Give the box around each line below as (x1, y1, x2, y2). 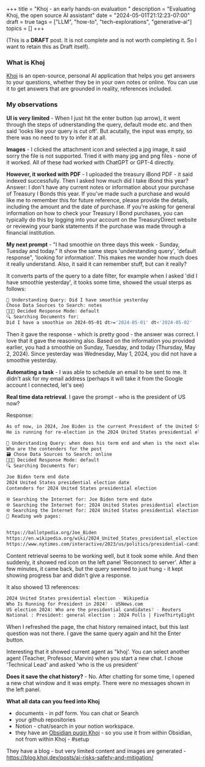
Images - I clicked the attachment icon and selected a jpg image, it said (6, 145, 186, 153)
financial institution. (6, 229, 56, 236)
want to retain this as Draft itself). (6, 43, 90, 50)
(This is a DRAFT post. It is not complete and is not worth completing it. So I (6, 37, 197, 43)
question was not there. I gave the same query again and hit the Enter (6, 629, 181, 637)
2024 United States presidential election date (6, 479, 130, 485)
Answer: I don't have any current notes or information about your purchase (6, 183, 195, 191)
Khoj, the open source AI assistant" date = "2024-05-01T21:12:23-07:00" (6, 12, 190, 19)
